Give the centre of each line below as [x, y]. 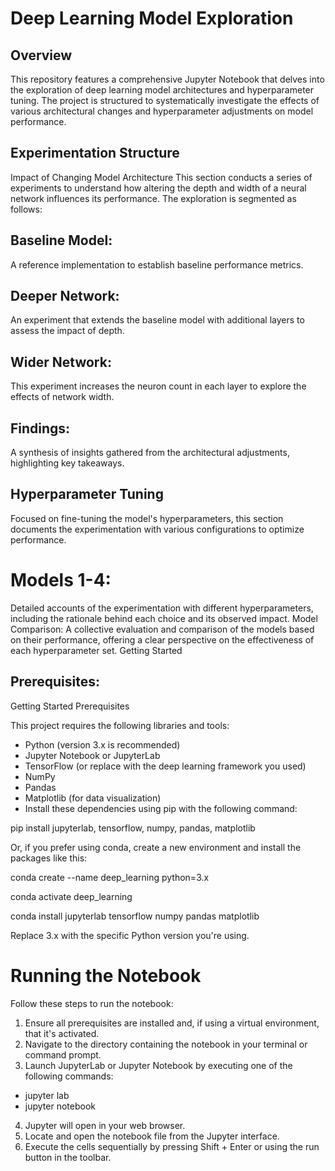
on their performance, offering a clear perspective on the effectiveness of [162, 639]
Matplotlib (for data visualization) [93, 798]
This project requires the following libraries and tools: [120, 725]
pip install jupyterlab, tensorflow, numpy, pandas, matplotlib [133, 828]
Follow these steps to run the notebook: [92, 1003]
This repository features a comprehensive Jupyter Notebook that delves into [167, 79]
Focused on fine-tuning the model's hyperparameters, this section [147, 518]
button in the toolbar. [68, 1157]
